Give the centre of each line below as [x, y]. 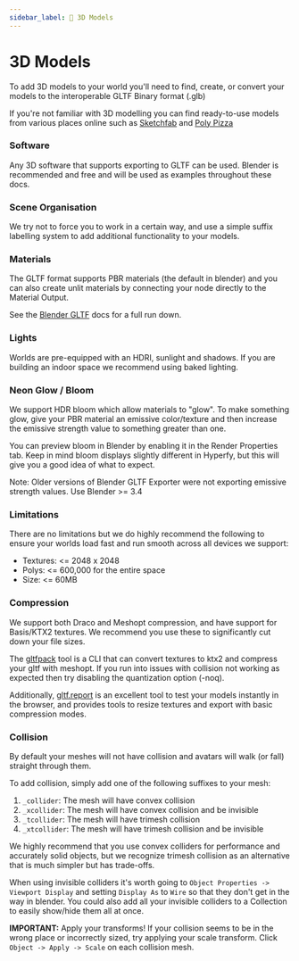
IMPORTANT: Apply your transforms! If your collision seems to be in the [141, 928]
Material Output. [39, 298]
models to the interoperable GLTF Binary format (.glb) [108, 95]
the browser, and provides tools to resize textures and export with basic [141, 704]
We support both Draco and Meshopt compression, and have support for [143, 622]
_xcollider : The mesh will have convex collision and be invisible [140, 809]
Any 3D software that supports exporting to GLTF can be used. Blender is [144, 165]
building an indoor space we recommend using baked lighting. [124, 367]
